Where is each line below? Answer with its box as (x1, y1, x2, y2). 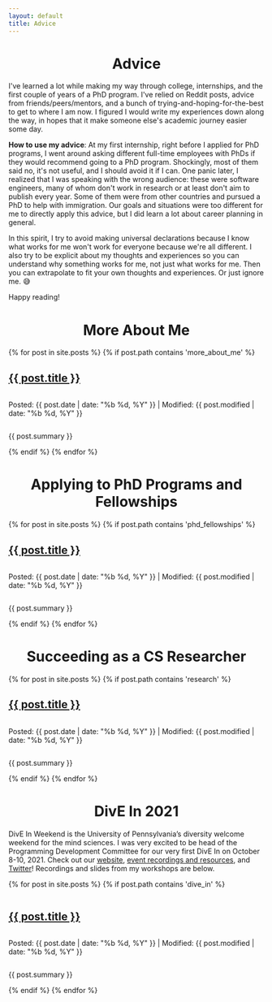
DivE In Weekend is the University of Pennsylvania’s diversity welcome (8, 829, 245, 839)
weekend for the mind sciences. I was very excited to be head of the (8, 837, 238, 847)
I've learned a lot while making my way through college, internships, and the (8, 81, 264, 91)
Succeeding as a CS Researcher (26, 647, 247, 666)
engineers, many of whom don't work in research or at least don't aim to (8, 184, 250, 193)
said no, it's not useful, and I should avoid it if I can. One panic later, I (8, 166, 239, 175)
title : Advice (8, 19, 57, 28)
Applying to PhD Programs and (30, 476, 243, 494)
